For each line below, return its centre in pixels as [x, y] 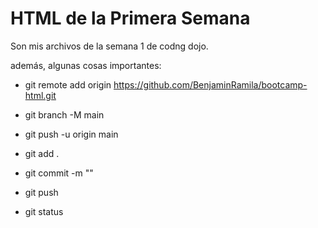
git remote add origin [68, 84]
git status [44, 211]
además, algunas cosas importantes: [86, 65]
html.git [40, 95]
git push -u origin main [71, 134]
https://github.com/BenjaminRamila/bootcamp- [210, 84]
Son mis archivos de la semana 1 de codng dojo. [109, 46]
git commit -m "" [59, 173]
